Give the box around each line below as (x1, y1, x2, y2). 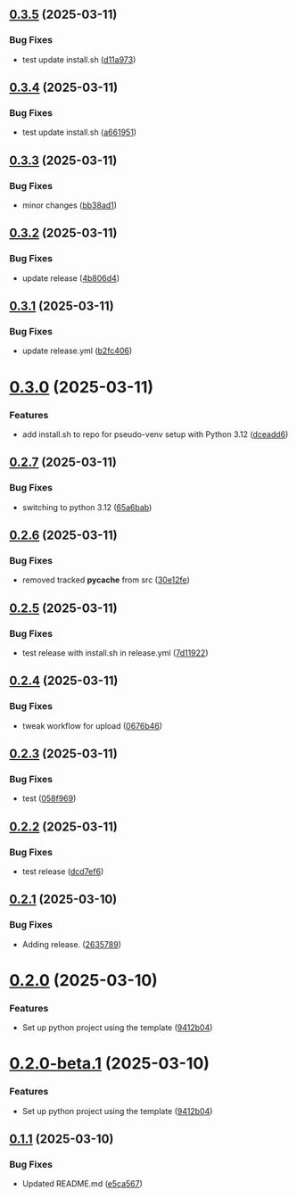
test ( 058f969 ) (21, 793, 77, 804)
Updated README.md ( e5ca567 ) (21, 1178, 143, 1189)
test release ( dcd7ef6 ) (21, 866, 104, 877)
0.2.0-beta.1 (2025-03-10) (9, 1053, 210, 1074)
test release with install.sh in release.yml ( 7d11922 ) (21, 647, 209, 658)
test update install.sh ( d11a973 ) (21, 54, 136, 65)
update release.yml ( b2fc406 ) (21, 345, 133, 356)
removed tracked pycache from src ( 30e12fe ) (21, 574, 190, 585)
